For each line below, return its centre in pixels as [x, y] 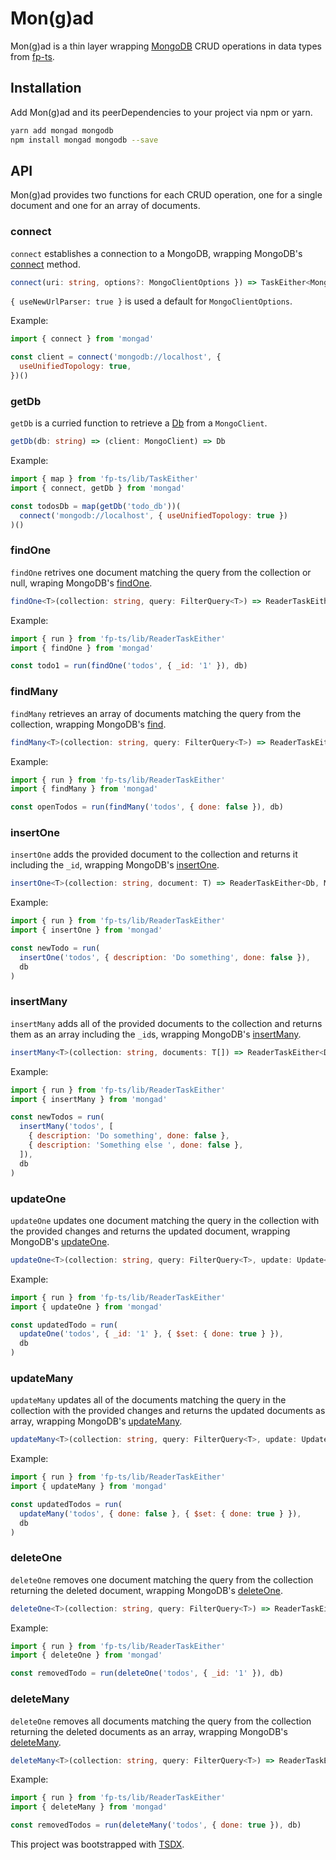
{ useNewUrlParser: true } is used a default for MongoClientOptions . [151, 301]
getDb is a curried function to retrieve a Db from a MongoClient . [139, 423]
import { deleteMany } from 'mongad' [89, 1807]
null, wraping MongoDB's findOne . [81, 583]
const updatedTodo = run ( [64, 1325]
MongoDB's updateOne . [60, 1241]
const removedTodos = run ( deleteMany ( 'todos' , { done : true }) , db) [156, 1825]
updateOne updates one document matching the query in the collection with [165, 1220]
